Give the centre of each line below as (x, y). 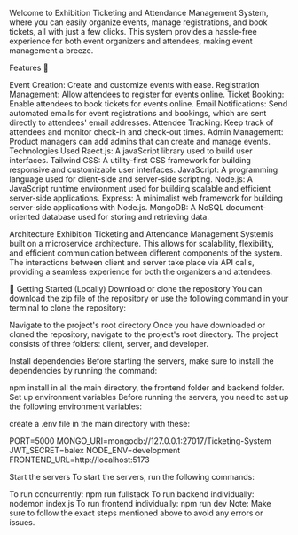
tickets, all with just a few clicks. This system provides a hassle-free (133, 31)
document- (246, 207)
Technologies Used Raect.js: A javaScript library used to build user (131, 151)
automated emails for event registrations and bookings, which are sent (138, 113)
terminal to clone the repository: (68, 308)
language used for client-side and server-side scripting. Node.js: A (131, 179)
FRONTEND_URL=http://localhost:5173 (79, 460)
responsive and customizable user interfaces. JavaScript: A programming (144, 169)
